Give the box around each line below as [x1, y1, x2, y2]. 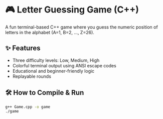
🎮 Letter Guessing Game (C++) [5, 4, 139, 16]
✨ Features [5, 44, 41, 53]
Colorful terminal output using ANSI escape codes [12, 62, 116, 68]
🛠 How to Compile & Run [5, 88, 84, 97]
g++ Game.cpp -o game [5, 104, 51, 109]
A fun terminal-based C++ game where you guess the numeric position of [5, 24, 158, 30]
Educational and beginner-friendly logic [12, 68, 95, 74]
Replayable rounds [12, 73, 52, 79]
